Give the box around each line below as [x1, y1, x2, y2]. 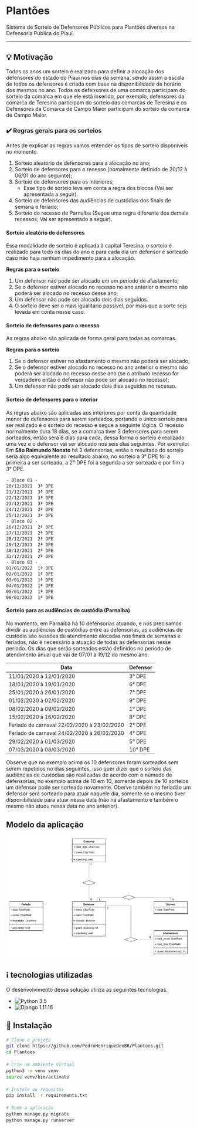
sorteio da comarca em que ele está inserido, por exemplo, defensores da [6, 93, 185, 100]
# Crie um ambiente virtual [6, 1062, 75, 1067]
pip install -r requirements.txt [6, 1093, 88, 1099]
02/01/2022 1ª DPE [6, 571, 54, 577]
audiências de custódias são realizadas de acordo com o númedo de [6, 771, 172, 778]
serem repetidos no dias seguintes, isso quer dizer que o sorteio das [6, 765, 172, 772]
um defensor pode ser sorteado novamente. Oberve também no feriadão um [6, 784, 191, 791]
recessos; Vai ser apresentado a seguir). [14, 216, 113, 223]
